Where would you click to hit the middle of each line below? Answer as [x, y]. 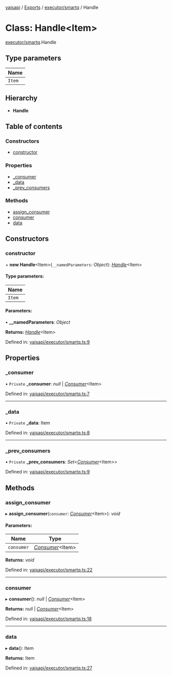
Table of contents [34, 127]
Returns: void [20, 560]
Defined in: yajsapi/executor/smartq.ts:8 [48, 433]
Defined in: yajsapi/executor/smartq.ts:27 [49, 668]
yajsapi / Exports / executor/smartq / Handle [52, 7]
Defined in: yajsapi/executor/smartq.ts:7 [47, 394]
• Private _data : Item [28, 423]
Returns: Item [20, 658]
